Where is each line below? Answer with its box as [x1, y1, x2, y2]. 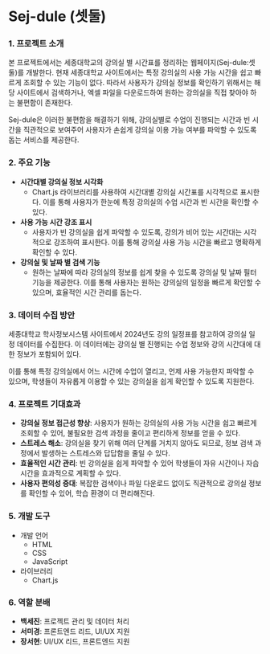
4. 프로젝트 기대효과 [8, 399, 81, 410]
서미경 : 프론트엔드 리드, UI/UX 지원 [19, 626, 130, 636]
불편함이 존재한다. [16, 98, 73, 108]
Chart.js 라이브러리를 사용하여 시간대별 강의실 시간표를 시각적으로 [31, 186, 239, 197]
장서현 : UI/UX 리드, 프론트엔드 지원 [19, 636, 130, 646]
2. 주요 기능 [8, 157, 51, 169]
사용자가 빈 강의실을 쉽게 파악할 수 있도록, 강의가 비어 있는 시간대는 [31, 227, 243, 237]
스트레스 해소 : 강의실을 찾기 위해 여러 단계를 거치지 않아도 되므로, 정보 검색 [19, 439, 253, 448]
